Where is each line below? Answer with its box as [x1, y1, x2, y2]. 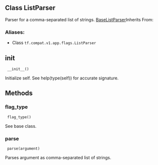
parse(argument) [7, 146, 40, 151]
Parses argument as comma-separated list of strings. [5, 154, 111, 160]
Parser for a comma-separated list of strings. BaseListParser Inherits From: [5, 16, 154, 22]
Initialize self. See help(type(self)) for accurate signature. [5, 75, 119, 81]
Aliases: [5, 29, 25, 35]
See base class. [5, 123, 37, 129]
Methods [5, 89, 33, 97]
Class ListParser [5, 4, 56, 12]
